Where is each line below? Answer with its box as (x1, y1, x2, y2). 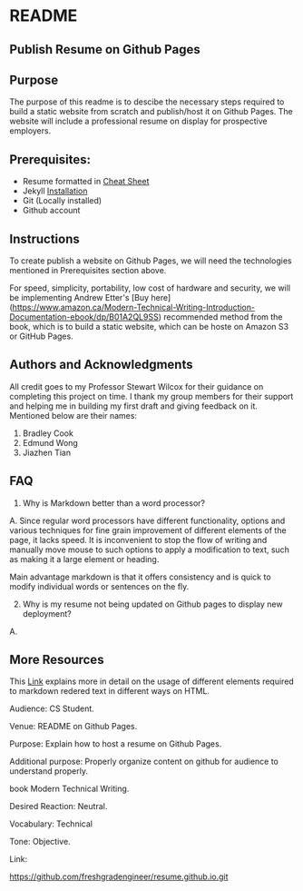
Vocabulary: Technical (9, 818, 93, 829)
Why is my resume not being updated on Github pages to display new (22, 599, 283, 609)
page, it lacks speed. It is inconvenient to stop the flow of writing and (9, 534, 268, 545)
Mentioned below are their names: (9, 410, 138, 421)
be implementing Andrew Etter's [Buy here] (9, 292, 171, 303)
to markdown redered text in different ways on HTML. (9, 686, 210, 697)
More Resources (9, 652, 104, 668)
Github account (22, 205, 81, 216)
